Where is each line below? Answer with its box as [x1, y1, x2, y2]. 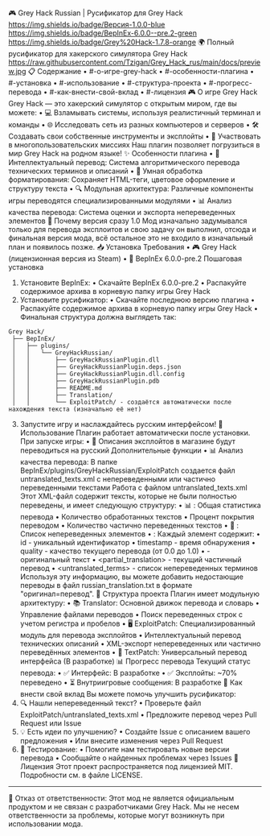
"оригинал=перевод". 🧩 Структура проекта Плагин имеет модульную [19, 589, 260, 598]
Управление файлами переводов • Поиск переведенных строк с [19, 610, 243, 619]
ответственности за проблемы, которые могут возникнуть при [8, 810, 225, 820]
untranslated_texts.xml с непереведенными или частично [19, 474, 215, 483]
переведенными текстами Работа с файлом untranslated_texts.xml [19, 483, 247, 492]
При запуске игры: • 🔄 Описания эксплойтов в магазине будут [19, 437, 235, 446]
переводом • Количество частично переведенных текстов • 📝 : [19, 520, 239, 530]
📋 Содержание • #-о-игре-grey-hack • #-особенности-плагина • [27, 67, 255, 76]
